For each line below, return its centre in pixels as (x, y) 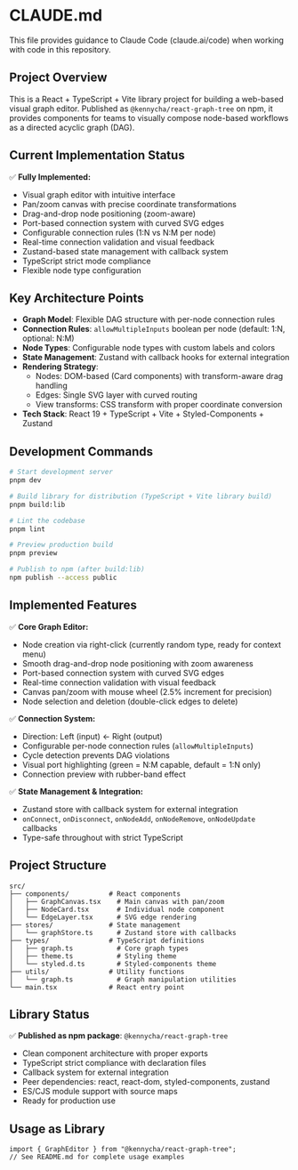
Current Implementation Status (97, 155)
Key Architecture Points (77, 298)
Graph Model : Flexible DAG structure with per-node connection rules (149, 319)
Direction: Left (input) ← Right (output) (92, 736)
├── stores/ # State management (95, 925)
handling (52, 386)
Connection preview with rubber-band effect (104, 774)
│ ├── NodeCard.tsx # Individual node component (117, 909)
